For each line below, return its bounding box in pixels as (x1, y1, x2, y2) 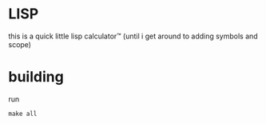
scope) (8, 39, 32, 49)
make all (8, 110, 38, 118)
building (8, 68, 64, 86)
